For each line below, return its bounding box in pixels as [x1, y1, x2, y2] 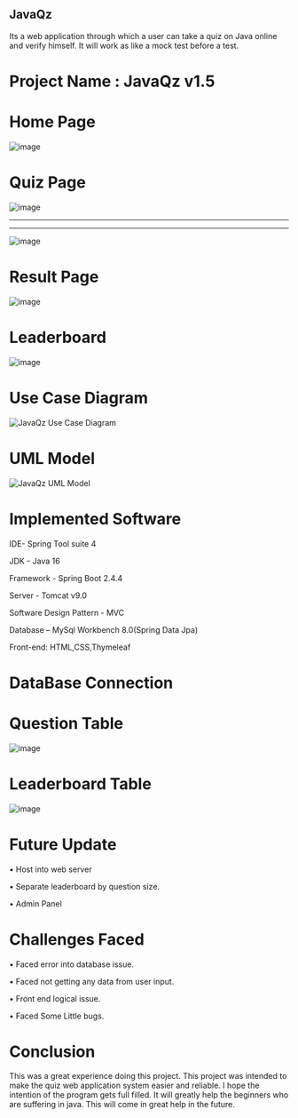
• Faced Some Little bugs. [9, 1010, 105, 1021]
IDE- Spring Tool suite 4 [9, 538, 97, 549]
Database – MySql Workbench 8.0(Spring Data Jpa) [9, 624, 198, 635]
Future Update [9, 835, 117, 854]
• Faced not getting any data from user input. [9, 976, 175, 986]
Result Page [9, 267, 99, 287]
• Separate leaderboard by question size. [9, 881, 161, 891]
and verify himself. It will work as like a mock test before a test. [9, 40, 239, 51]
